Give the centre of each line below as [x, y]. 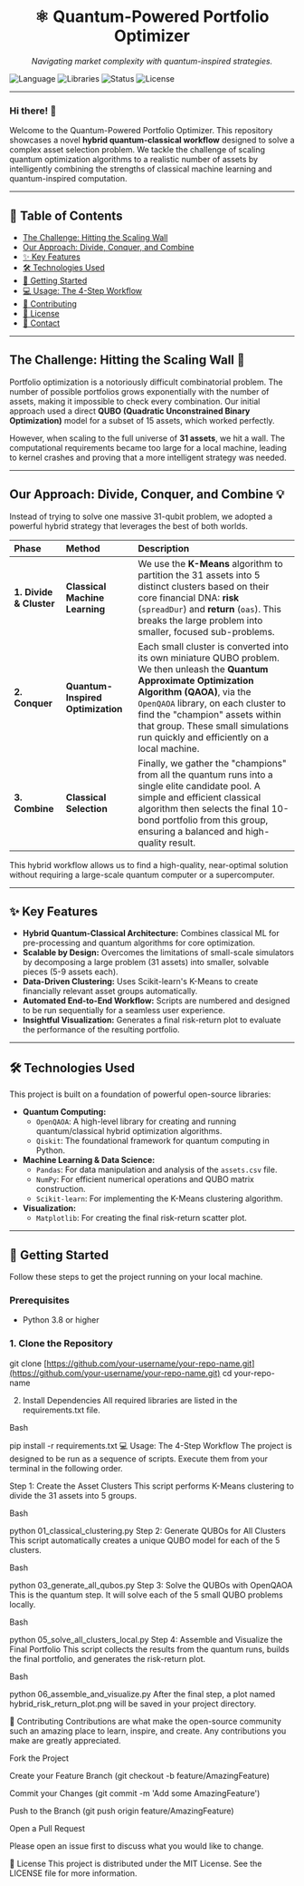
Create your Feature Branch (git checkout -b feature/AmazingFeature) [139, 1775]
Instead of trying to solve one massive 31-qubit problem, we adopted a [141, 516]
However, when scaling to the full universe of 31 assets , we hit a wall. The [147, 438]
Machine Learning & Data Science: [89, 1160]
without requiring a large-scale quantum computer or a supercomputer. [142, 875]
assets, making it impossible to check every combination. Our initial [135, 401]
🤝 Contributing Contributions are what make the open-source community [146, 1721]
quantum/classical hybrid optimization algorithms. [129, 1131]
